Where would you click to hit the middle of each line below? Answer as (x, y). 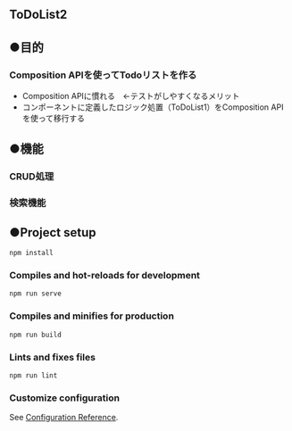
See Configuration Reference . (64, 418)
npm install (31, 253)
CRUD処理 (32, 177)
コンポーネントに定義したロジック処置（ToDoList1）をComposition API (153, 107)
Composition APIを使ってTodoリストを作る (103, 75)
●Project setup (53, 232)
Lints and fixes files (53, 357)
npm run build (36, 335)
